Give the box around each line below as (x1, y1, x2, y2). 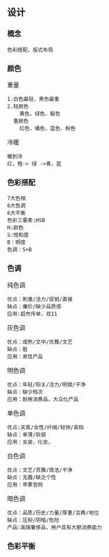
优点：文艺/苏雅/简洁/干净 (7, 467, 73, 473)
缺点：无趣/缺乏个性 (7, 473, 57, 481)
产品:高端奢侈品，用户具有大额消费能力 (7, 524, 103, 531)
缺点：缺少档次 (7, 389, 43, 395)
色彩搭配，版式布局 (7, 46, 53, 53)
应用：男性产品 (7, 353, 43, 360)
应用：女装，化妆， (7, 438, 53, 445)
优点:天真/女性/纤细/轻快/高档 (7, 424, 84, 431)
